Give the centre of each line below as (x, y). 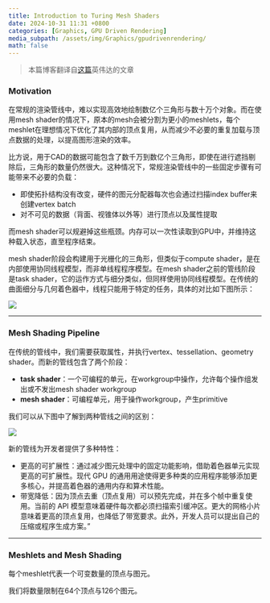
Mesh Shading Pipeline (54, 333)
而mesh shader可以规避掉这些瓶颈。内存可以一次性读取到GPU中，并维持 (129, 231)
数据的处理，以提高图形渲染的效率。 (75, 140)
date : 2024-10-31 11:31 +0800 (59, 23)
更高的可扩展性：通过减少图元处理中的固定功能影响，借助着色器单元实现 (139, 465)
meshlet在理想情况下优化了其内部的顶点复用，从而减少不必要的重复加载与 (131, 130)
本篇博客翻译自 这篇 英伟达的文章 (81, 70)
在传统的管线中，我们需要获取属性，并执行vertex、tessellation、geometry (131, 351)
